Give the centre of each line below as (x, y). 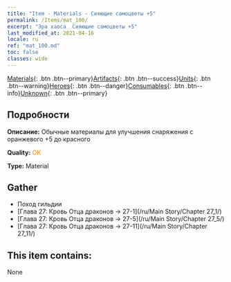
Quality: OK (24, 152)
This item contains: (49, 255)
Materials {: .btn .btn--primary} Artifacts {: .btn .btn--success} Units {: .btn (109, 78)
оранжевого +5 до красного (49, 139)
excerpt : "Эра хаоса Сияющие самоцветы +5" (72, 26)
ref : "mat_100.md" (34, 46)
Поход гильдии (39, 204)
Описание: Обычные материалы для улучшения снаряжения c (100, 132)
